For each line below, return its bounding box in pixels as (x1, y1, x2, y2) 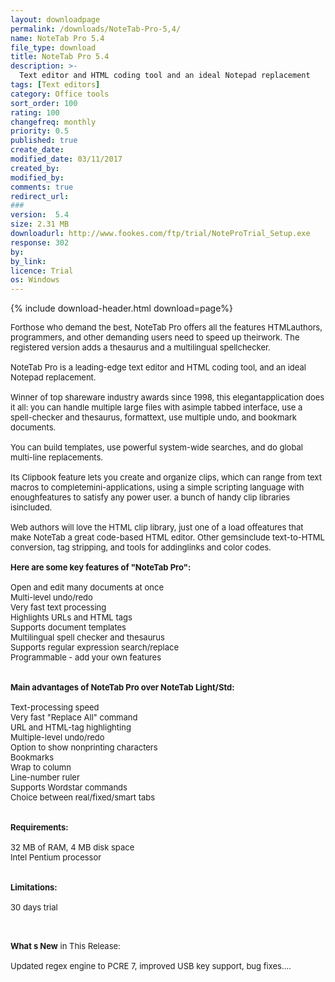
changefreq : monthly (10, 117, 97, 127)
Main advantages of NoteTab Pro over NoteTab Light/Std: (10, 682, 235, 693)
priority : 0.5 (10, 126, 70, 136)
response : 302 (10, 237, 70, 248)
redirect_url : (10, 191, 70, 201)
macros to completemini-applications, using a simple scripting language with (10, 482, 305, 493)
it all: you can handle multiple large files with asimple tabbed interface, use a (10, 402, 303, 413)
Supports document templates (10, 622, 127, 633)
